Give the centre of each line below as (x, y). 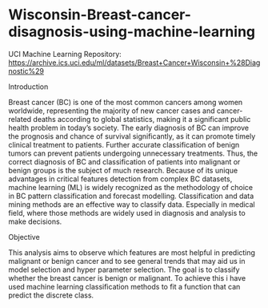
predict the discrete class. (51, 295)
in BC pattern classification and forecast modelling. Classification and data (131, 196)
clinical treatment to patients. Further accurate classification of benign (124, 144)
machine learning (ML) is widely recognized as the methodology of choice (131, 187)
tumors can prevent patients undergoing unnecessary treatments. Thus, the (133, 153)
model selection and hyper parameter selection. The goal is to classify (124, 269)
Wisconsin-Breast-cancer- (100, 15)
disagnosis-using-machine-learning (132, 32)
